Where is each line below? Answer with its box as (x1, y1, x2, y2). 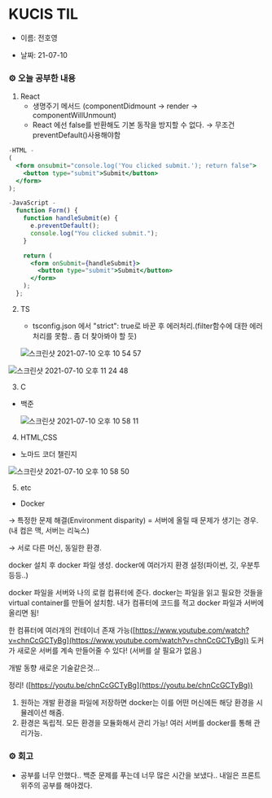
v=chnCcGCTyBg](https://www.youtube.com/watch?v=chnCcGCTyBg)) (8, 635, 249, 645)
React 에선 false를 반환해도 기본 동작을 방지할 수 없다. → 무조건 (32, 120, 235, 130)
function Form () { (15, 207, 79, 215)
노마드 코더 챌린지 (20, 449, 77, 458)
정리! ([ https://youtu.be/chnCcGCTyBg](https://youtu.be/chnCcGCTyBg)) (8, 680, 253, 690)
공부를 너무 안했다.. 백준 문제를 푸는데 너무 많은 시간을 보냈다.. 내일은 (20, 770, 239, 780)
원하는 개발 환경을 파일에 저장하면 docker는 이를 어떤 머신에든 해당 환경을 (20, 697, 255, 707)
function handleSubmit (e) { (23, 214, 118, 222)
